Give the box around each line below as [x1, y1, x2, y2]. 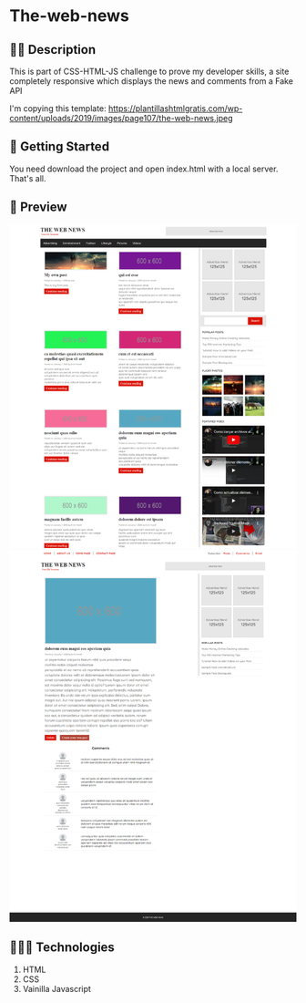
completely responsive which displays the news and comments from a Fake [9, 76, 294, 87]
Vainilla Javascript [22, 983, 91, 994]
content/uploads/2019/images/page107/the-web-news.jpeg [9, 113, 233, 123]
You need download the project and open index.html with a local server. [9, 163, 279, 174]
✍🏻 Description [9, 42, 97, 57]
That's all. [9, 172, 46, 183]
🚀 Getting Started [9, 139, 110, 155]
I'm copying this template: [9, 103, 107, 114]
